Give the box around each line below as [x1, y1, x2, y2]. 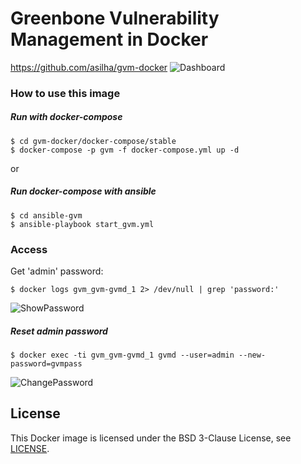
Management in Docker [10, 28, 209, 51]
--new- [238, 350, 267, 361]
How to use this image [10, 86, 121, 100]
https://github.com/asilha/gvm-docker [10, 61, 168, 73]
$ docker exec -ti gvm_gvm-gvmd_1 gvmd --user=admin [10, 350, 235, 361]
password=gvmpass [10, 359, 83, 369]
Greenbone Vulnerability [10, 7, 220, 30]
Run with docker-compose [10, 111, 123, 123]
